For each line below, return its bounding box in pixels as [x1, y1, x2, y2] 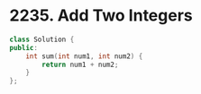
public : [9, 43, 39, 52]
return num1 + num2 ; [41, 60, 119, 69]
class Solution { [9, 35, 75, 44]
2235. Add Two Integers [9, 5, 194, 26]
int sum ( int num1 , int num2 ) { [25, 51, 143, 61]
